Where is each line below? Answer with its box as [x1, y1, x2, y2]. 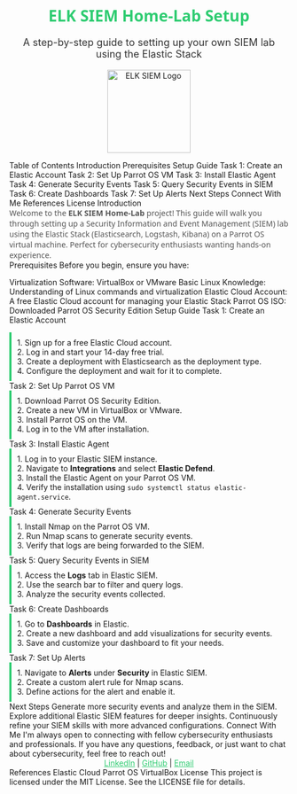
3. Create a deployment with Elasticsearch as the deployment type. [17, 355, 262, 367]
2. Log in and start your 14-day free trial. [17, 346, 165, 357]
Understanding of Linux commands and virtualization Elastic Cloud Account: [9, 286, 288, 297]
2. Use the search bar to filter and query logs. [17, 579, 184, 589]
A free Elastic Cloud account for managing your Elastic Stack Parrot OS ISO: [9, 295, 286, 306]
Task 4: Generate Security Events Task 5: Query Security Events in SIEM [9, 178, 273, 190]
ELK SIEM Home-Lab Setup [48, 4, 250, 27]
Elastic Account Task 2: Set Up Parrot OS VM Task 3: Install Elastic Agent [9, 169, 277, 180]
